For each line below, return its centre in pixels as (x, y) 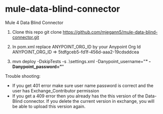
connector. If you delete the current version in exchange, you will (89, 101)
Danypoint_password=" (37, 67)
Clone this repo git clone (37, 32)
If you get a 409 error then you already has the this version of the (78, 96)
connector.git (25, 37)
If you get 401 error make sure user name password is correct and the (83, 85)
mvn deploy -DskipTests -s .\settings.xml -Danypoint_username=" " (80, 61)
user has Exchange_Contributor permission (56, 91)
